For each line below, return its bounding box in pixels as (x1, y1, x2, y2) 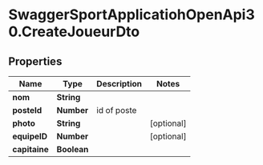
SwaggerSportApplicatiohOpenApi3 (8, 6, 255, 24)
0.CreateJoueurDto (8, 22, 140, 41)
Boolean (56, 144, 89, 155)
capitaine (12, 144, 50, 155)
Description (95, 78, 143, 89)
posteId (12, 105, 42, 115)
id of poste (95, 105, 137, 115)
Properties (8, 54, 63, 68)
